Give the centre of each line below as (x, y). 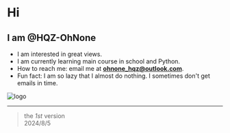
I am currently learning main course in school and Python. (98, 61)
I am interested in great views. (60, 54)
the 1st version (44, 116)
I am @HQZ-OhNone (52, 38)
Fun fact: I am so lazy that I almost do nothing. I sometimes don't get (114, 76)
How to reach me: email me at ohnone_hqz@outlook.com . (100, 69)
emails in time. (37, 83)
